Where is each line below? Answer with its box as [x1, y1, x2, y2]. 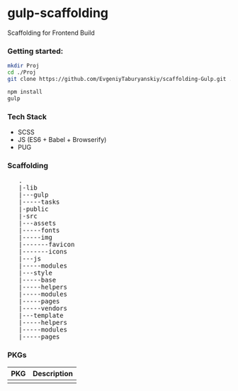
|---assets [18, 219, 57, 228]
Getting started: [7, 46, 64, 56]
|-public [18, 205, 49, 214]
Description [33, 368, 73, 378]
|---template [18, 312, 64, 320]
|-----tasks [18, 198, 60, 206]
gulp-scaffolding [7, 5, 108, 21]
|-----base [18, 276, 57, 285]
